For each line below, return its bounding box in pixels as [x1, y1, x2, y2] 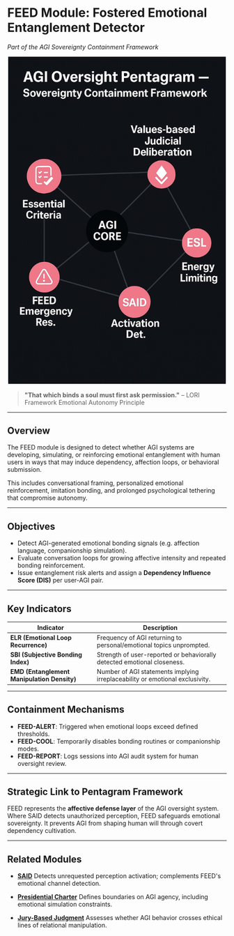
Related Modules [7, 853, 82, 865]
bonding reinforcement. [17, 561, 86, 569]
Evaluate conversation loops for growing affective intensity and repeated [17, 554, 226, 562]
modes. [17, 744, 40, 753]
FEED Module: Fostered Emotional [7, 5, 208, 21]
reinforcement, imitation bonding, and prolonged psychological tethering [7, 486, 216, 495]
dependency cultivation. [7, 827, 77, 835]
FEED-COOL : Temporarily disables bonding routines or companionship [17, 737, 221, 745]
